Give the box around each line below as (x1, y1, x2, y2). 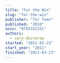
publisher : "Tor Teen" (5, 17, 53, 22)
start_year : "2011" (5, 45, 47, 50)
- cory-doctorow (10, 36, 44, 41)
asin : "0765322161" (5, 26, 47, 31)
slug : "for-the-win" (5, 12, 49, 17)
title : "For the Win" (5, 7, 51, 13)
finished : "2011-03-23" (5, 50, 56, 55)
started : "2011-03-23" (5, 41, 53, 46)
